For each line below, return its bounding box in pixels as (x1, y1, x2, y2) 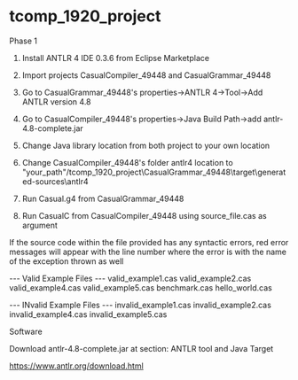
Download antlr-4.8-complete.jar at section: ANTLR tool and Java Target (9, 343, 274, 353)
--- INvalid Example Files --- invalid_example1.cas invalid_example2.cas (9, 299, 272, 310)
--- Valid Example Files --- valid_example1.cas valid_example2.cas (9, 273, 252, 283)
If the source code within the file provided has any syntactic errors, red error (9, 237, 289, 247)
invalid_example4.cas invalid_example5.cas (9, 308, 168, 320)
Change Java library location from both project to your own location (21, 140, 271, 151)
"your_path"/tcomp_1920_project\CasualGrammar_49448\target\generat (21, 167, 286, 177)
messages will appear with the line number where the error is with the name (9, 246, 286, 257)
